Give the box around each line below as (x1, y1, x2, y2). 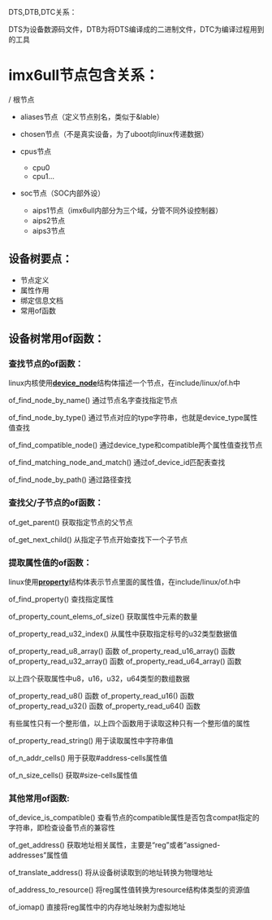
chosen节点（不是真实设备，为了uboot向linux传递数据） (19, 129, 209, 138)
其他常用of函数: (8, 792, 71, 804)
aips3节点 (32, 226, 66, 235)
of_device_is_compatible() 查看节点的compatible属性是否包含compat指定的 (8, 813, 260, 822)
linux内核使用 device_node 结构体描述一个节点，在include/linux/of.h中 (8, 378, 241, 388)
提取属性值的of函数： (8, 557, 92, 568)
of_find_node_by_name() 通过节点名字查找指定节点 (8, 396, 178, 405)
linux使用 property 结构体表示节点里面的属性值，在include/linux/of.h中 (8, 577, 241, 587)
